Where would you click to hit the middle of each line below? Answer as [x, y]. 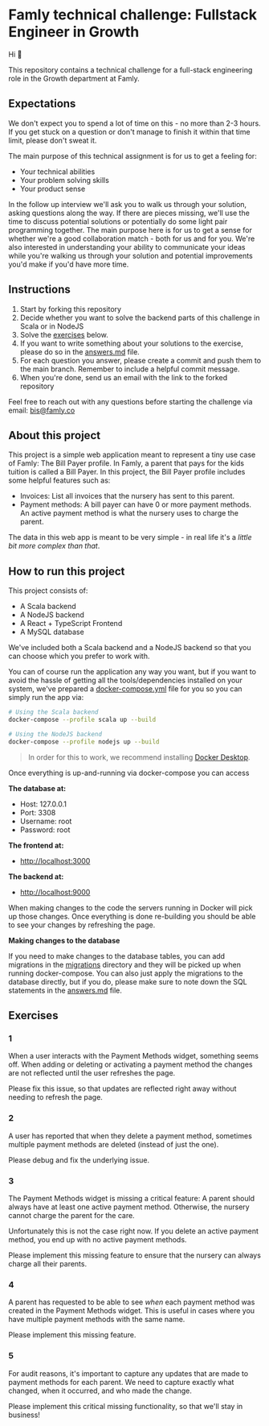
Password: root [45, 829]
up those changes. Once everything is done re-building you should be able [132, 916]
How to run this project [67, 571]
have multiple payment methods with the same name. [97, 1320]
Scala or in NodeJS [52, 326]
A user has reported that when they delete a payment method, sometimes [130, 1136]
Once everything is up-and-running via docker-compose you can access [129, 773]
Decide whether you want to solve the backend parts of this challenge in [140, 317]
